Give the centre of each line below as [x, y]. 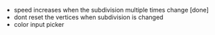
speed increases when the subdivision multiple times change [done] [111, 10]
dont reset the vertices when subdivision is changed [88, 17]
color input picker [39, 24]
